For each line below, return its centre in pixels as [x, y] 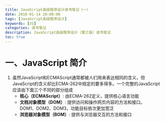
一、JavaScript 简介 [46, 63]
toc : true [15, 37]
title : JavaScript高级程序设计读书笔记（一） [48, 10]
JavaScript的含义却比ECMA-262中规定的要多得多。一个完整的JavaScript [86, 84]
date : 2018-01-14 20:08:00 [33, 14]
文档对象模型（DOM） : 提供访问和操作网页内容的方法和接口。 [82, 102]
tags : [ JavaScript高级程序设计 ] [36, 19]
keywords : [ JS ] [21, 23]
